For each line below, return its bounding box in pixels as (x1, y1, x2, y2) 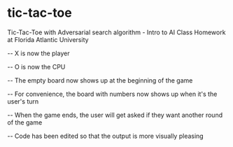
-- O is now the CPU (7, 62, 66, 71)
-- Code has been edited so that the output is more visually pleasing (7, 132, 204, 140)
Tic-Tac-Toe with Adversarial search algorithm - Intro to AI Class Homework (7, 28, 226, 36)
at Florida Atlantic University (7, 35, 89, 43)
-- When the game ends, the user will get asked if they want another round (7, 111, 223, 119)
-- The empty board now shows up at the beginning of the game (7, 76, 193, 85)
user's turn (7, 97, 39, 106)
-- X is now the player (7, 49, 70, 57)
